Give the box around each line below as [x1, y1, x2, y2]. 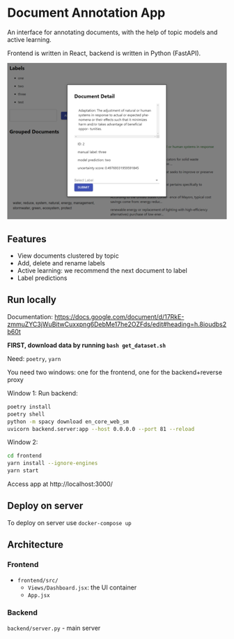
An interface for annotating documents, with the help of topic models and [7, 28, 218, 36]
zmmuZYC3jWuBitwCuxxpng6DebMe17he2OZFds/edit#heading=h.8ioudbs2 [7, 320, 227, 328]
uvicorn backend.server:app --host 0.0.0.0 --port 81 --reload [7, 425, 195, 432]
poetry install [7, 403, 52, 410]
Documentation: [7, 312, 54, 321]
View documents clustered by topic [17, 251, 120, 260]
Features [7, 233, 47, 245]
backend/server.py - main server [7, 624, 101, 632]
